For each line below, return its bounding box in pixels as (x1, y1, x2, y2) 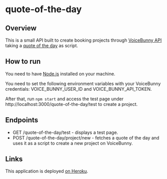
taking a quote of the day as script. (5, 43, 79, 49)
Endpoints (5, 116, 39, 125)
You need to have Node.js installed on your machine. (5, 70, 116, 77)
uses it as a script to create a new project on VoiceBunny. (12, 140, 133, 146)
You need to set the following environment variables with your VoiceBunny (5, 80, 161, 87)
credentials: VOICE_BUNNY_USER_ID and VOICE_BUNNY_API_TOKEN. (5, 86, 152, 92)
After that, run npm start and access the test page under (5, 95, 124, 102)
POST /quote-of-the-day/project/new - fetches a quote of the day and (12, 134, 160, 140)
